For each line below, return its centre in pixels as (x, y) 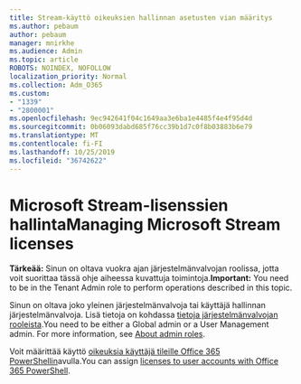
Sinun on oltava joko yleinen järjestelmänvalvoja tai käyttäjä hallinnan (138, 305)
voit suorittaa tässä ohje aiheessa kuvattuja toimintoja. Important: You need (149, 278)
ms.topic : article (44, 60)
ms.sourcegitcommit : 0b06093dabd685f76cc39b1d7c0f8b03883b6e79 (131, 127)
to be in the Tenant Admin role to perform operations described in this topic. (151, 288)
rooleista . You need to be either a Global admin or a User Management (139, 324)
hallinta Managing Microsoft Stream (145, 225)
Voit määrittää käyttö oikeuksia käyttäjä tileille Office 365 (115, 351)
